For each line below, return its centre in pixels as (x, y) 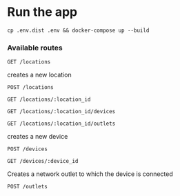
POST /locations (30, 88)
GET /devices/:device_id (43, 161)
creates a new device (38, 137)
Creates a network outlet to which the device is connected (90, 174)
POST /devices (28, 149)
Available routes (35, 48)
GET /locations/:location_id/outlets (61, 124)
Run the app (42, 12)
